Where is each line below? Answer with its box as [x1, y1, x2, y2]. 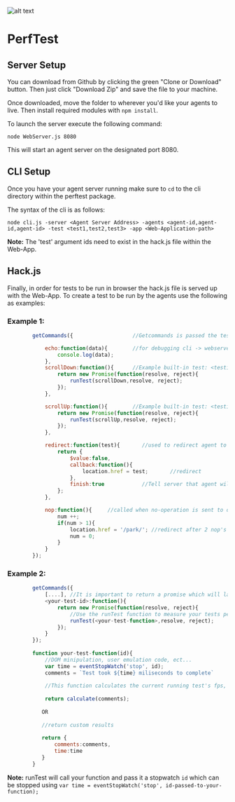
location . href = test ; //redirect [82, 468, 201, 475]
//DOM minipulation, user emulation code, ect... [44, 656, 192, 663]
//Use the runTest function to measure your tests [69, 611, 220, 618]
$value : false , [69, 454, 111, 462]
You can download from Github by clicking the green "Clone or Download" [7, 78, 222, 86]
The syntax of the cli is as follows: [7, 205, 106, 214]
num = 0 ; [69, 533, 96, 540]
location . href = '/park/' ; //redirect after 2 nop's [69, 526, 227, 533]
